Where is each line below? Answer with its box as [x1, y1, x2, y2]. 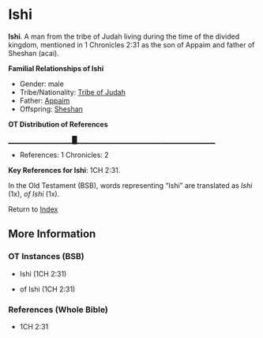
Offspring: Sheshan [19, 104, 83, 114]
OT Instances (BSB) [8, 251, 85, 262]
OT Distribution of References [8, 119, 108, 129]
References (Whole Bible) [8, 304, 108, 315]
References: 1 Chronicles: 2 [19, 150, 109, 160]
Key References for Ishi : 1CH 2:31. [8, 165, 121, 175]
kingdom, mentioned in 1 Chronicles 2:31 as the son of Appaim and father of [8, 39, 255, 49]
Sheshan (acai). [8, 48, 59, 58]
